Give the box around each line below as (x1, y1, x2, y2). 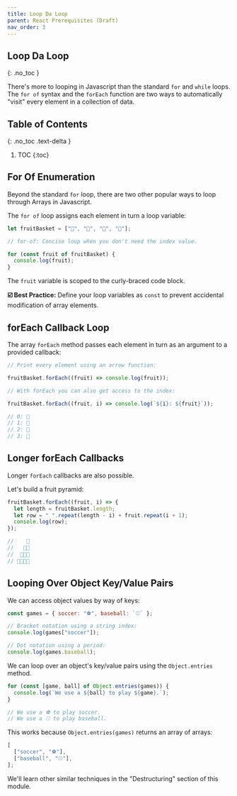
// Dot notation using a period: (7, 642, 106, 649)
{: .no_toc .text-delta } (7, 137, 71, 145)
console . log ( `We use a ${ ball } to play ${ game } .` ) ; (13, 689, 170, 696)
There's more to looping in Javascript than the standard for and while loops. (7, 82, 231, 91)
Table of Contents (7, 118, 88, 130)
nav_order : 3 (7, 23, 46, 31)
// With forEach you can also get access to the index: (7, 387, 175, 394)
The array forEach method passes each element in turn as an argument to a (7, 341, 228, 348)
